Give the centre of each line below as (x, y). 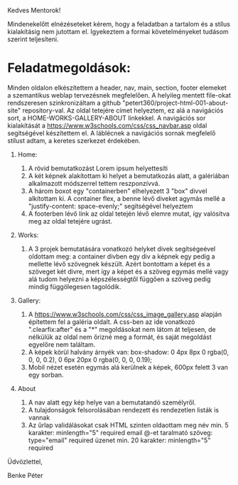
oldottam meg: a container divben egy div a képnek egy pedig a (121, 256)
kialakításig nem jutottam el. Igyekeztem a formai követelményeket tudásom (118, 32)
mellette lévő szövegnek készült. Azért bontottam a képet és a (119, 264)
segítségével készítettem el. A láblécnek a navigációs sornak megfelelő (112, 133)
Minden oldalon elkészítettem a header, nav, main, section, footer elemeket (117, 88)
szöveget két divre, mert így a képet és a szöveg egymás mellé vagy (128, 271)
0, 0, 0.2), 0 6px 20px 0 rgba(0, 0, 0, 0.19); (90, 360)
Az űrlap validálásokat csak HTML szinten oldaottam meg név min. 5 (128, 425)
